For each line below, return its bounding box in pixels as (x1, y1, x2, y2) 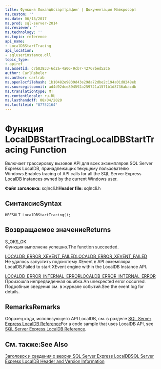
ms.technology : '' (5, 30, 42, 35)
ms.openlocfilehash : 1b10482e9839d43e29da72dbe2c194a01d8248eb (5, 80, 137, 84)
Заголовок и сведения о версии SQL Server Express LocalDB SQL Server (5, 353, 154, 359)
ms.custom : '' (5, 12, 34, 17)
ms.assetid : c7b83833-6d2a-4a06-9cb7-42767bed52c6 (5, 66, 110, 71)
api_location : (5, 48, 34, 53)
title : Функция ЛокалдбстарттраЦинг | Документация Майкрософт (5, 7, 137, 12)
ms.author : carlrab (5, 75, 45, 80)
